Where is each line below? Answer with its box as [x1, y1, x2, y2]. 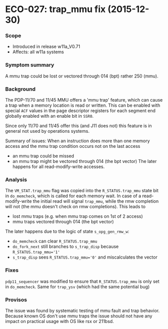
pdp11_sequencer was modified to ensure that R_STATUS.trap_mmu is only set [5, 278, 159, 284]
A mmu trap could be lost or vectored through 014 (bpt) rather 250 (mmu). [5, 73, 159, 79]
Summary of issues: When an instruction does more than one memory [5, 138, 150, 144]
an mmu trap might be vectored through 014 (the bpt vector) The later [12, 158, 157, 164]
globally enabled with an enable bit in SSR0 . [5, 113, 94, 119]
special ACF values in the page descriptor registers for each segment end [5, 108, 156, 114]
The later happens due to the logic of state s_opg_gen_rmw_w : [5, 228, 129, 234]
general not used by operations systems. [5, 128, 90, 134]
